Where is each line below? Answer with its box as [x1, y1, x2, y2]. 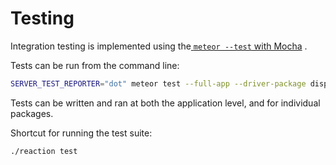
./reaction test [10, 146, 78, 156]
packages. [10, 107, 54, 119]
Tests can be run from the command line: [10, 59, 180, 71]
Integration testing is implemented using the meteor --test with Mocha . [10, 40, 308, 52]
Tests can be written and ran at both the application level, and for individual [10, 97, 321, 109]
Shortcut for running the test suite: [10, 127, 153, 139]
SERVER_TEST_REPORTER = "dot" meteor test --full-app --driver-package [10, 78, 307, 89]
